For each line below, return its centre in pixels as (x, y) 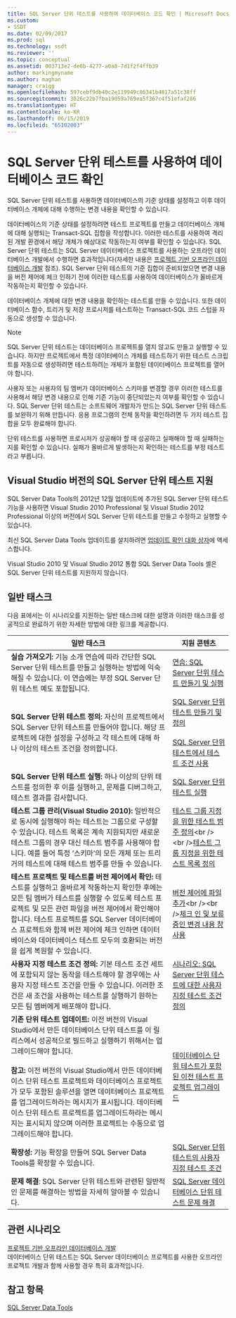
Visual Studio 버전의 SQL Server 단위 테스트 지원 (110, 481)
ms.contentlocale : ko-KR (44, 112)
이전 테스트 (198, 1077)
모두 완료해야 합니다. (48, 424)
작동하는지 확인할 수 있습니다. (48, 286)
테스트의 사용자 (196, 1157)
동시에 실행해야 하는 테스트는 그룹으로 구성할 (88, 822)
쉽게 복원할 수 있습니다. (55, 951)
